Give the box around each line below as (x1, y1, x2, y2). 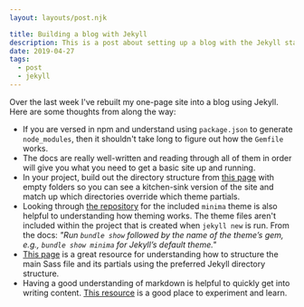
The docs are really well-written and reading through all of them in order (22, 152, 292, 163)
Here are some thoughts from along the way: (9, 106, 176, 117)
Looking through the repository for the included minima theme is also (22, 200, 278, 211)
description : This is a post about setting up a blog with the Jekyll (9, 38, 281, 47)
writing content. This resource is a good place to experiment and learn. (22, 287, 288, 298)
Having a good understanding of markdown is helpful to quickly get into (22, 277, 290, 288)
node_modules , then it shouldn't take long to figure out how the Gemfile (22, 133, 284, 144)
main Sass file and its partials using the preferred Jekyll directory (22, 258, 266, 269)
